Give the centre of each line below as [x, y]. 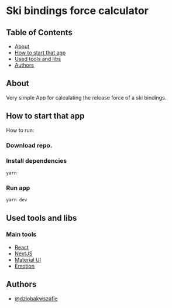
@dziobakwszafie [36, 298]
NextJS [23, 254]
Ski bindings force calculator [78, 11]
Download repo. [29, 145]
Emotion [25, 266]
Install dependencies [37, 161]
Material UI [28, 259]
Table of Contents [39, 32]
